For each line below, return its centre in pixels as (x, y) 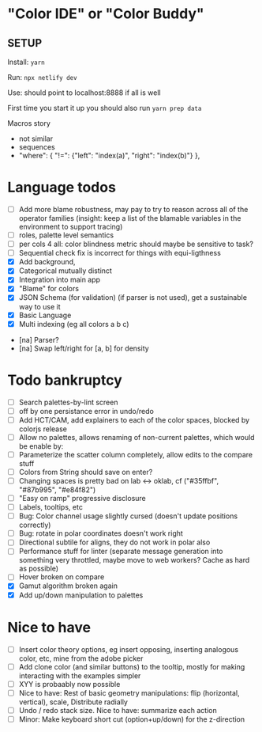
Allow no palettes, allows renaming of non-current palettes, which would (137, 437)
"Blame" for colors (49, 289)
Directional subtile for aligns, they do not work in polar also (114, 542)
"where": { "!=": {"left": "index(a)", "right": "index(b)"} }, (109, 156)
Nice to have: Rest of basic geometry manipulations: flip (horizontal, (129, 692)
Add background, (47, 262)
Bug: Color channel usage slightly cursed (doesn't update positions (128, 516)
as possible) (39, 569)
